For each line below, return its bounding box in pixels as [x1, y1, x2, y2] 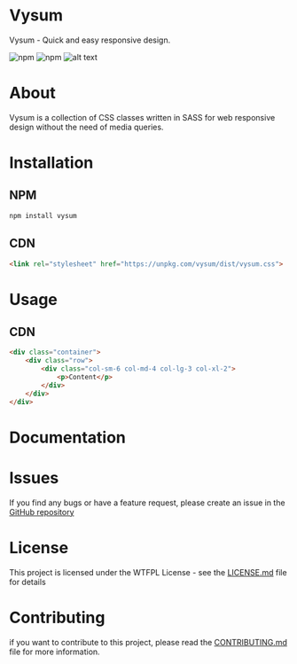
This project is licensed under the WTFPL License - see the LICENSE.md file [9, 566, 287, 577]
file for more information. [9, 646, 100, 657]
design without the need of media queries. [9, 121, 164, 132]
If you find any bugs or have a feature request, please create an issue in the [9, 497, 285, 508]
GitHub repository [9, 506, 74, 517]
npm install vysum [9, 211, 77, 220]
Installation [9, 152, 94, 173]
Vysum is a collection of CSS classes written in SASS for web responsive [9, 112, 276, 122]
